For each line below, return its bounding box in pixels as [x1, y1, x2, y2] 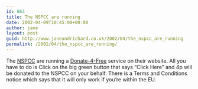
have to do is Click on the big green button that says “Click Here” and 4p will [6, 63, 192, 70]
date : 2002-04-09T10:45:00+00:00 [6, 19, 89, 25]
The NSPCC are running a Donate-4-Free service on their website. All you [6, 57, 186, 64]
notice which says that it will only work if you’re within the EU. [6, 76, 157, 83]
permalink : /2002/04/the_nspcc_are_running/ [6, 42, 118, 47]
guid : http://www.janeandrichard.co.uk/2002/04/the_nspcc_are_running [6, 36, 184, 42]
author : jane [6, 25, 38, 31]
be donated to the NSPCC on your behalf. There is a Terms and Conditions [6, 70, 188, 77]
